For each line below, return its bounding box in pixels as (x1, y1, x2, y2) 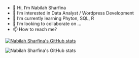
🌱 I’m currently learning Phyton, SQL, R (12, 15, 94, 21)
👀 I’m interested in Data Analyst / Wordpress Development (12, 10, 134, 16)
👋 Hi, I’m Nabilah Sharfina (12, 5, 66, 10)
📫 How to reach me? (12, 26, 57, 32)
